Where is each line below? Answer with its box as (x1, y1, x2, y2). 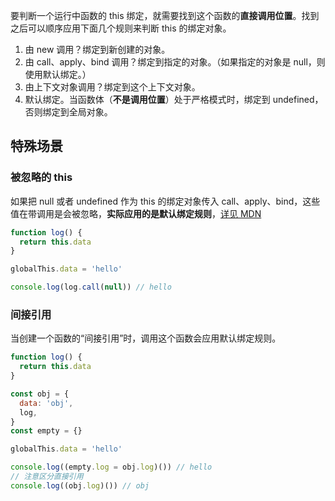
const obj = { (10, 389, 70, 399)
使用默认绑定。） (24, 69, 92, 80)
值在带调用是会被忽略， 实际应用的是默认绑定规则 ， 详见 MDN (10, 207, 262, 219)
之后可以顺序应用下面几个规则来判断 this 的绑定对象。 (10, 22, 232, 34)
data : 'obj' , (19, 398, 74, 408)
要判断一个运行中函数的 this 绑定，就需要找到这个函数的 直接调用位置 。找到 (10, 10, 320, 21)
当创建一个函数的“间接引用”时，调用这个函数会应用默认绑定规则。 (10, 332, 282, 344)
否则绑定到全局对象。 (24, 106, 113, 118)
